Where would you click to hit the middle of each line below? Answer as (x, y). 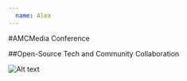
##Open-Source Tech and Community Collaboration (94, 53)
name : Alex (33, 15)
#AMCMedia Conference (49, 38)
